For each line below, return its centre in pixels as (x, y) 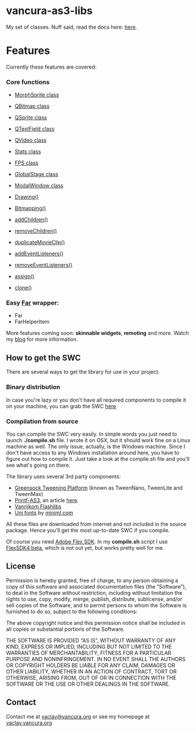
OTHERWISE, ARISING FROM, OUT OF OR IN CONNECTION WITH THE (91, 678)
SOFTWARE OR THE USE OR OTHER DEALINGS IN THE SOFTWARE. (88, 684)
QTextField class (35, 129)
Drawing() (27, 197)
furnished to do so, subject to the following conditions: (72, 611)
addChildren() (31, 220)
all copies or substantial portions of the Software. (65, 629)
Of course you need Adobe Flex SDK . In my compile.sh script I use (87, 541)
